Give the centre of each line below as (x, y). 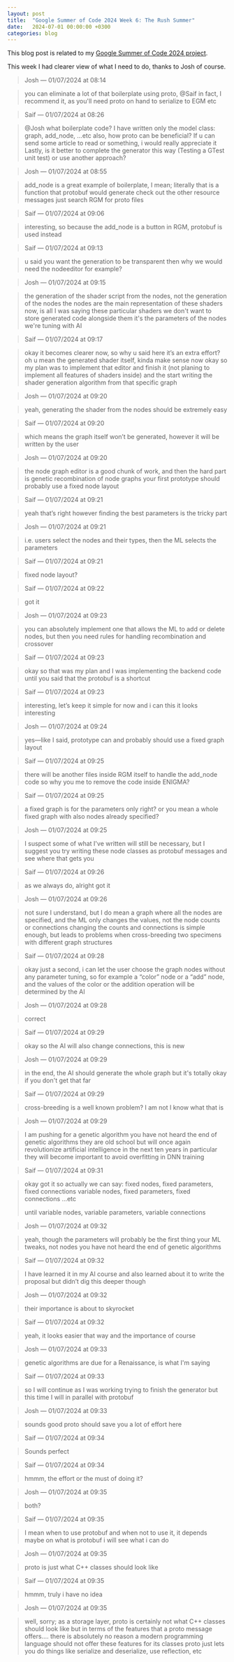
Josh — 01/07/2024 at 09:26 (66, 899)
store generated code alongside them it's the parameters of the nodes (125, 318)
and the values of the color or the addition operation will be (109, 984)
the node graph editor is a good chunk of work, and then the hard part (125, 471)
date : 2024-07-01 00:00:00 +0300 (59, 27)
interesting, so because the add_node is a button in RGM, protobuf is (123, 227)
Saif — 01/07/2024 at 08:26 (64, 115)
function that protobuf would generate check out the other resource (122, 192)
